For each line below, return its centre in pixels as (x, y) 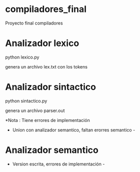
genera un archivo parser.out (35, 110)
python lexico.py (22, 57)
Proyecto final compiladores (34, 23)
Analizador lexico (42, 43)
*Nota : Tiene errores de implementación (47, 120)
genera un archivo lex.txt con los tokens (46, 66)
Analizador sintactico (51, 87)
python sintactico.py (26, 100)
